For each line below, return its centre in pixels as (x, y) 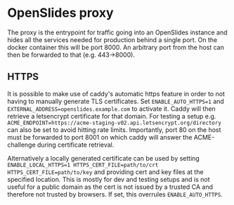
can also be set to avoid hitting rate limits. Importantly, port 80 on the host (114, 130)
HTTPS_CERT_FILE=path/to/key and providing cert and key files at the (105, 172)
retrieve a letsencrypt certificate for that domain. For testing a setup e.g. (112, 116)
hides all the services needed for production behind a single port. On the (112, 39)
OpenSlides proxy (60, 13)
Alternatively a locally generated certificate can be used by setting (104, 158)
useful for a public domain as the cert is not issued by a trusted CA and (110, 187)
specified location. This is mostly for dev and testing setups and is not (109, 179)
